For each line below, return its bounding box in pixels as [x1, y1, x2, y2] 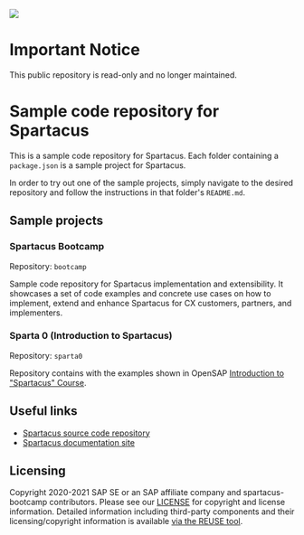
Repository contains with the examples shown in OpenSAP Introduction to [9, 367, 285, 379]
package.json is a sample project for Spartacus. [9, 159, 186, 171]
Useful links [9, 403, 79, 419]
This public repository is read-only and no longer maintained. [9, 69, 238, 80]
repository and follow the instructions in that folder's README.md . [9, 186, 246, 198]
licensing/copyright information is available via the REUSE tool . [9, 516, 243, 527]
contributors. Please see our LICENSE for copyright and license [49, 497, 286, 508]
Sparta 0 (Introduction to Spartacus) [9, 330, 173, 343]
